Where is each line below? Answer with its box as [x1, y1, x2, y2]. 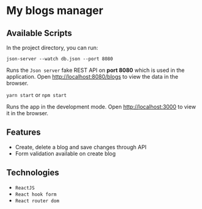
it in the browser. [6, 110, 49, 116]
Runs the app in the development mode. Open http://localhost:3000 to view [6, 103, 197, 110]
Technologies [6, 168, 60, 178]
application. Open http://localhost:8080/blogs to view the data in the [6, 73, 179, 80]
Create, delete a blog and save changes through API [15, 143, 146, 151]
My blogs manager [6, 4, 104, 18]
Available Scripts [6, 28, 72, 38]
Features [6, 127, 41, 138]
